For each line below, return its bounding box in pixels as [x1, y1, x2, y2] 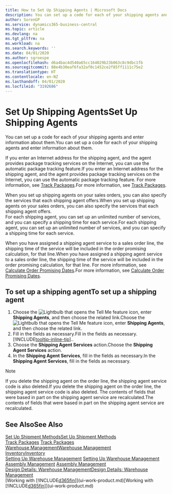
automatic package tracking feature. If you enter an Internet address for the [5, 165, 164, 172]
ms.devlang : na [5, 31, 38, 36]
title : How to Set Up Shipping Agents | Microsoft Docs [5, 7, 127, 13]
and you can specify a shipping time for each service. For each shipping [5, 219, 157, 225]
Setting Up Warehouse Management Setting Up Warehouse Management [5, 456, 160, 462]
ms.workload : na [5, 41, 40, 46]
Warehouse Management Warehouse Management [5, 445, 112, 451]
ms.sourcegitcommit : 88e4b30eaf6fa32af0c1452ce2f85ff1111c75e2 [5, 65, 143, 70]
